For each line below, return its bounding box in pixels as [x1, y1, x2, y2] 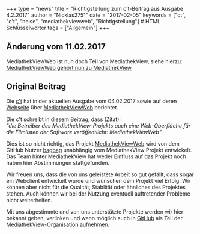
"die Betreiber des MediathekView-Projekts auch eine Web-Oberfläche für [6, 122, 191, 129]
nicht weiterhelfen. [6, 196, 53, 203]
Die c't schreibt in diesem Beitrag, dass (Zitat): [6, 115, 121, 123]
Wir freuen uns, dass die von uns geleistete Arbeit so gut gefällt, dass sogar [6, 171, 194, 178]
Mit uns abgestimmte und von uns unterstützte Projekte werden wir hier [6, 208, 184, 215]
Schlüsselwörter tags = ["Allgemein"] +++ [6, 24, 110, 31]
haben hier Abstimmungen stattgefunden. [6, 159, 110, 166]
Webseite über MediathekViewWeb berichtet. [6, 103, 119, 111]
